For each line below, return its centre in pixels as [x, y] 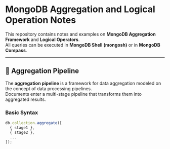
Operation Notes [41, 20]
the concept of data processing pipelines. [49, 88]
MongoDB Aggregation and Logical [80, 9]
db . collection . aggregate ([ [34, 123]
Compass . [16, 50]
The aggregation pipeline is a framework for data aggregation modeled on [83, 83]
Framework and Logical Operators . [42, 40]
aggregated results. [26, 99]
